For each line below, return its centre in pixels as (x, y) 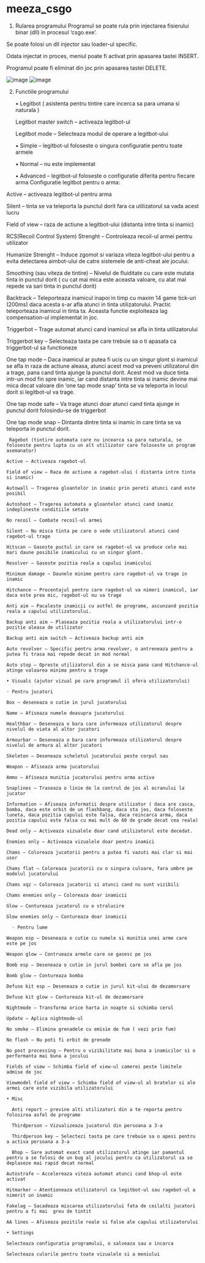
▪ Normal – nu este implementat (55, 163)
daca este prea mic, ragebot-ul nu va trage (64, 595)
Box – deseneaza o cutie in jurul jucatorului (67, 702)
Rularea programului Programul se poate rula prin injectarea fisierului (102, 26)
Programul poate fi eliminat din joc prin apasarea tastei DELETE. (87, 68)
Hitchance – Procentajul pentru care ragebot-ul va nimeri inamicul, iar (102, 590)
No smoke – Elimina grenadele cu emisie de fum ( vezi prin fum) (91, 1029)
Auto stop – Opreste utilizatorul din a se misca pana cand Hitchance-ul (102, 665)
